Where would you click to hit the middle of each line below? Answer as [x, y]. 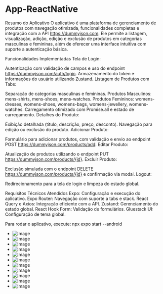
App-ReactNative [41, 9]
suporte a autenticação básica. [37, 49]
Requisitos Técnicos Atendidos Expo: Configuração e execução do [73, 193]
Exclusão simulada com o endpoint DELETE [49, 169]
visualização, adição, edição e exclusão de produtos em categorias [74, 39]
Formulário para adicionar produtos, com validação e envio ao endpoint [78, 139]
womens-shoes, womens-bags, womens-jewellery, [76, 104]
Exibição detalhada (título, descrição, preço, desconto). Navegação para [79, 124]
